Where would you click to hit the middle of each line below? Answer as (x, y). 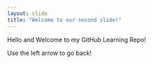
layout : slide (28, 13)
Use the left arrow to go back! (49, 53)
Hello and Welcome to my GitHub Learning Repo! (76, 39)
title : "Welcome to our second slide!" (64, 20)
